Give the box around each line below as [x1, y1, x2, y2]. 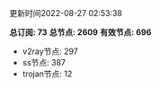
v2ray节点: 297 [22, 46, 78, 57]
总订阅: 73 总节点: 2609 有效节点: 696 [9, 27, 152, 38]
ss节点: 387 [22, 57, 66, 67]
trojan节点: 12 [22, 68, 73, 79]
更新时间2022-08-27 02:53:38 [9, 8, 123, 18]
